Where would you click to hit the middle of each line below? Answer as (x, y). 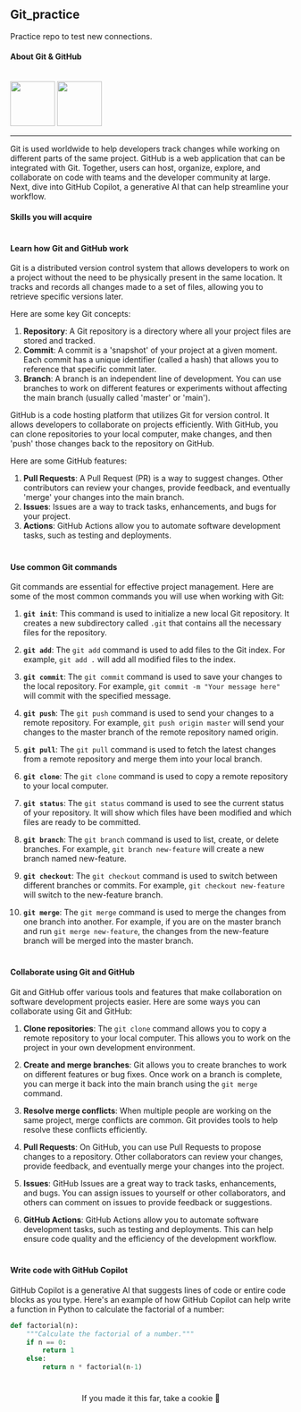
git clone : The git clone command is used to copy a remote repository (155, 777)
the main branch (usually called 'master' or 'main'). (117, 398)
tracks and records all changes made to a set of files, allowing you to (137, 287)
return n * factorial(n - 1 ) (92, 1367)
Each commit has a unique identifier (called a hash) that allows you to (151, 360)
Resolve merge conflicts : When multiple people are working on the (147, 1110)
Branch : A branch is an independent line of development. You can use (152, 379)
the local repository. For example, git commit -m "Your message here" (151, 686)
